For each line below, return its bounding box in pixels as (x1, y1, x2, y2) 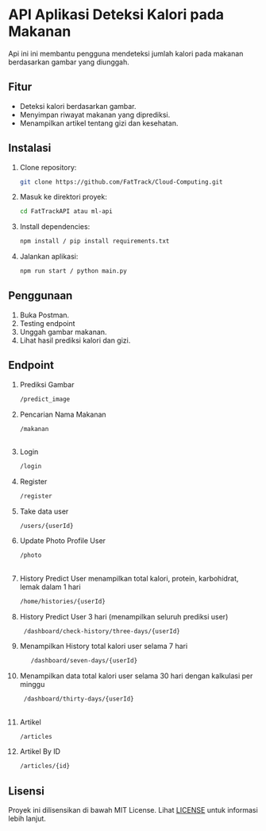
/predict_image (19, 395, 71, 403)
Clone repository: (19, 162, 77, 172)
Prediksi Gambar (19, 379, 75, 389)
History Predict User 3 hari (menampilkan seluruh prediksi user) (19, 612, 229, 621)
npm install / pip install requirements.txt (19, 237, 170, 246)
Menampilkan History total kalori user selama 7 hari (19, 642, 188, 651)
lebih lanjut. (8, 814, 46, 824)
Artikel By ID (19, 747, 61, 756)
